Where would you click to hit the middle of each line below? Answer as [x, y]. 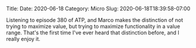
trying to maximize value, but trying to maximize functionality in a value [93, 26]
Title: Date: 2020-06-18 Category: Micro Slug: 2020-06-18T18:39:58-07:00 [98, 9]
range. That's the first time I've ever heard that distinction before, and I [93, 33]
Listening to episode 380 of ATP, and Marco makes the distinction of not [94, 20]
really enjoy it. [23, 39]
